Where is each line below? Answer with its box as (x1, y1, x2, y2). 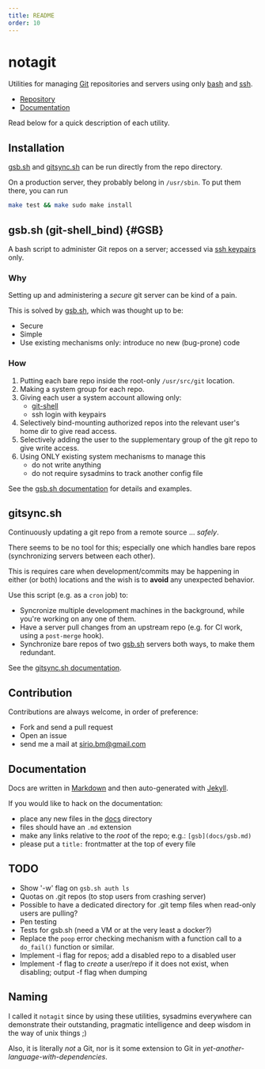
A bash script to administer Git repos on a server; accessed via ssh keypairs (8, 244, 256, 253)
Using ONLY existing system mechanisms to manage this (19, 451, 206, 461)
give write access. (19, 443, 80, 452)
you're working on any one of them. (19, 614, 137, 624)
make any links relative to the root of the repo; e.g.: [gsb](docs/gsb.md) (19, 831, 252, 840)
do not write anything (31, 460, 101, 470)
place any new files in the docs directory (19, 813, 153, 824)
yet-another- (203, 1043, 245, 1053)
